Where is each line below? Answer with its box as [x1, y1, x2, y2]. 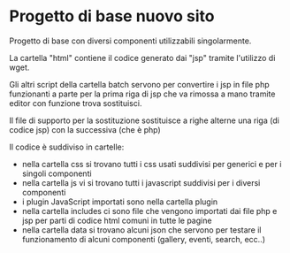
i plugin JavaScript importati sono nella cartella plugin [21, 196, 218, 207]
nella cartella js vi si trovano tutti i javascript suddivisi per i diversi [21, 177, 261, 188]
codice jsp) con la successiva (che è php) [9, 124, 161, 134]
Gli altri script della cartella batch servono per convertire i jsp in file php [9, 79, 270, 89]
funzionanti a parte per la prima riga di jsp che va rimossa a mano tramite [9, 88, 276, 99]
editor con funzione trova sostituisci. [9, 97, 142, 108]
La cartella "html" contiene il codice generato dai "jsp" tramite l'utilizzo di [9, 52, 276, 63]
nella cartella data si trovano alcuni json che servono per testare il [21, 224, 262, 235]
